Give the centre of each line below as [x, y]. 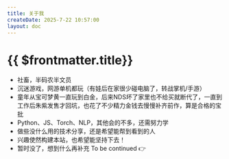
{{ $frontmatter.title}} [70, 60]
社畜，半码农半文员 [44, 80]
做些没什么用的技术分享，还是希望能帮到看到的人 [86, 132]
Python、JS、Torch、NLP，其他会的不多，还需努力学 [93, 123]
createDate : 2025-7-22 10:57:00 [53, 20]
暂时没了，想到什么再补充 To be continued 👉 [81, 149]
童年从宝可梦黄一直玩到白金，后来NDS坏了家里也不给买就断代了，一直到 [120, 97]
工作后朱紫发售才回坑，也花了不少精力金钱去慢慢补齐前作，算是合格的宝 [119, 106]
